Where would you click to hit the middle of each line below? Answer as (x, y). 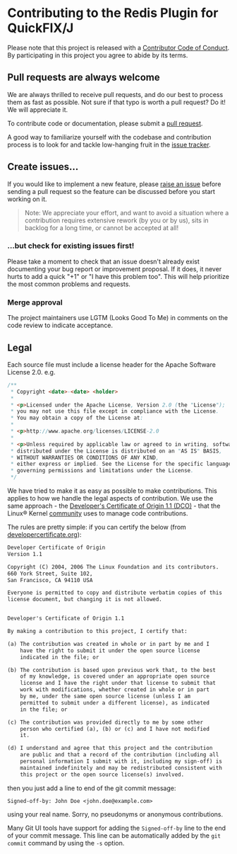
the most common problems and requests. (69, 284)
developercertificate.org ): (44, 535)
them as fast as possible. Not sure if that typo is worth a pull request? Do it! (116, 102)
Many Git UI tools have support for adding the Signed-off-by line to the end (117, 828)
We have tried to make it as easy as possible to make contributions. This (112, 491)
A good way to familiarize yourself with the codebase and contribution (109, 137)
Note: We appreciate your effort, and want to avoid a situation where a (127, 212)
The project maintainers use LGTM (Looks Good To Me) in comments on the (118, 318)
